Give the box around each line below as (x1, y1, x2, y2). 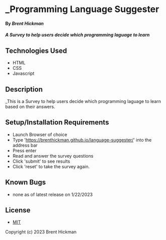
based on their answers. (5, 104, 55, 109)
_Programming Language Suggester (5, 4, 159, 15)
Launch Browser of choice (12, 132, 67, 138)
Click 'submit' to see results (12, 158, 70, 164)
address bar (12, 142, 38, 148)
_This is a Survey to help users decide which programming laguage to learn (5, 98, 161, 104)
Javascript (12, 70, 35, 76)
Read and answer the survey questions (12, 153, 94, 159)
